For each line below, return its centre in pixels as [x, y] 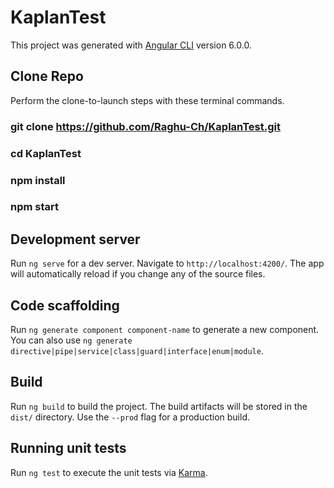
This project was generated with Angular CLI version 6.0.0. [131, 45]
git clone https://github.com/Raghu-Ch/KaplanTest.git [145, 126]
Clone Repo [47, 76]
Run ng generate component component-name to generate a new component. [165, 330]
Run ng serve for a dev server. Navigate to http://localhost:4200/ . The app [167, 263]
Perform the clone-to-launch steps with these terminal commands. [147, 100]
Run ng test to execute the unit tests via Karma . [109, 472]
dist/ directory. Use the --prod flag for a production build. [130, 417]
